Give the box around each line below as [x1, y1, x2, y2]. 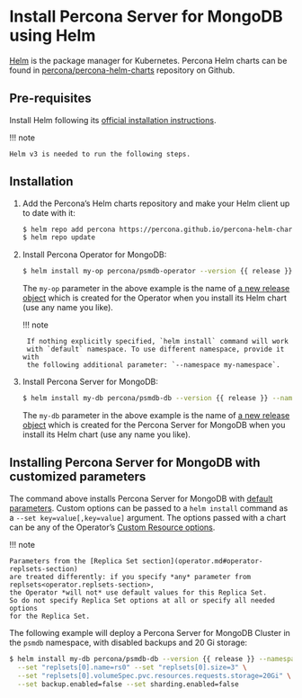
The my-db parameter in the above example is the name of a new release [22, 410, 290, 421]
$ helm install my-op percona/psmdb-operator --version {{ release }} [22, 267, 293, 276]
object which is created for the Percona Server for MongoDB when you [22, 420, 286, 431]
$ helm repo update [22, 233, 96, 242]
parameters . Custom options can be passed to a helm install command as [9, 502, 289, 514]
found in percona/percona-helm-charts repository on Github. [9, 65, 235, 76]
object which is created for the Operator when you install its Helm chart [22, 292, 288, 303]
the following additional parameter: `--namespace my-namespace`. [26, 361, 280, 370]
